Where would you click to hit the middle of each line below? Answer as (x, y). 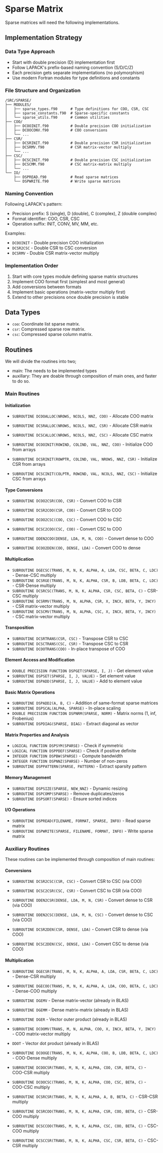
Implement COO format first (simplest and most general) (68, 281)
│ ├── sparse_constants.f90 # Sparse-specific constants (67, 113)
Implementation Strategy (44, 38)
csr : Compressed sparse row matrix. (49, 329)
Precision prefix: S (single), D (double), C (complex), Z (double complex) (84, 214)
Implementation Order (32, 266)
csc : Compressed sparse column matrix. (52, 334)
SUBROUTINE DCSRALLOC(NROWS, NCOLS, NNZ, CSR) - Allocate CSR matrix (82, 426)
